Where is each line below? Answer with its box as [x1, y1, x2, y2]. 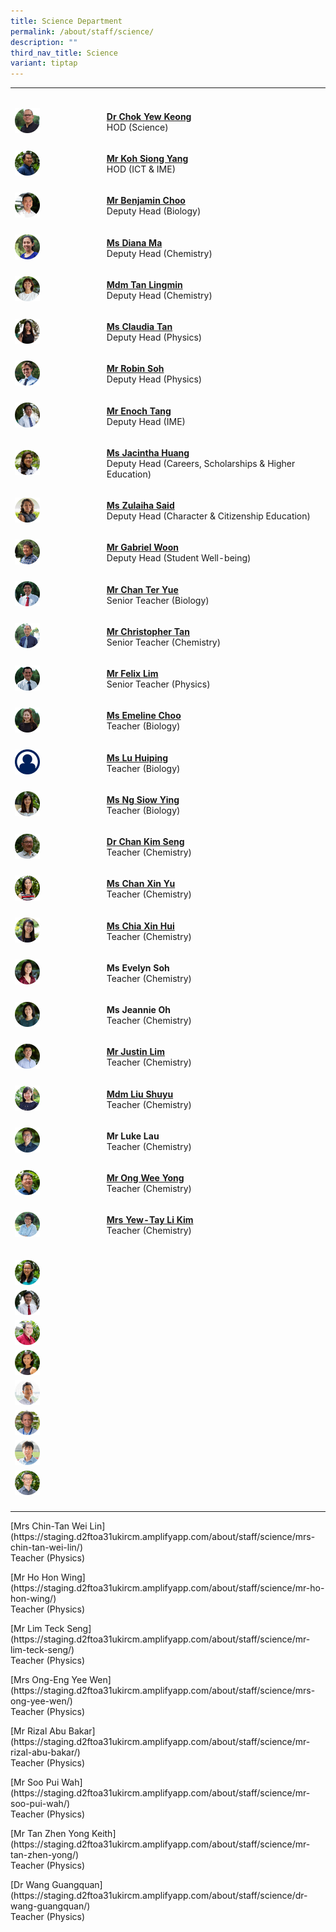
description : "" [10, 37, 78, 47]
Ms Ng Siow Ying [106, 793, 180, 805]
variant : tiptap [10, 58, 78, 69]
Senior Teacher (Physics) [106, 678, 211, 690]
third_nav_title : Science [10, 48, 118, 58]
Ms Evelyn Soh [106, 961, 170, 974]
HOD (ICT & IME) [106, 163, 177, 175]
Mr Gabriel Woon [106, 541, 179, 554]
